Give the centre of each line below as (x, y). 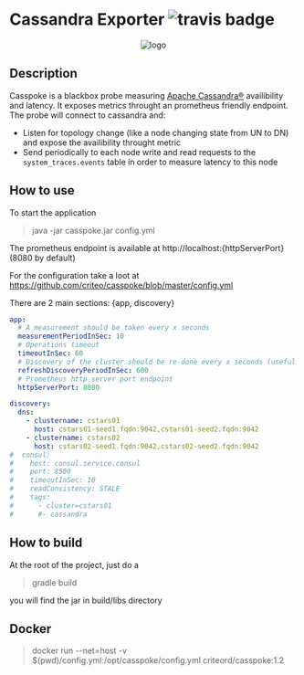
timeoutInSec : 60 (51, 353)
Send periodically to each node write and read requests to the (139, 152)
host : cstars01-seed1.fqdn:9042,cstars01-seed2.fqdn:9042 (146, 429)
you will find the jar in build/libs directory (86, 600)
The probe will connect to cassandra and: (88, 115)
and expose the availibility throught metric (101, 142)
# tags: (30, 498)
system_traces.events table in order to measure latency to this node (150, 162)
